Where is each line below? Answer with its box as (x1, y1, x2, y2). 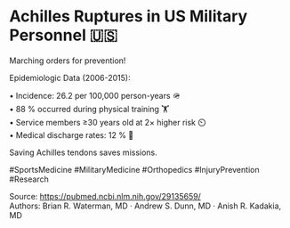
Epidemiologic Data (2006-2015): (9, 72, 131, 83)
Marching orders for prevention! (9, 55, 126, 66)
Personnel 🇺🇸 (9, 25, 118, 45)
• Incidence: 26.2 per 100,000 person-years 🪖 (9, 90, 181, 101)
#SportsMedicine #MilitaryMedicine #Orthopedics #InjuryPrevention (9, 164, 260, 175)
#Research (9, 174, 49, 184)
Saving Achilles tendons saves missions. (9, 147, 157, 158)
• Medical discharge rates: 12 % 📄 (9, 129, 134, 140)
